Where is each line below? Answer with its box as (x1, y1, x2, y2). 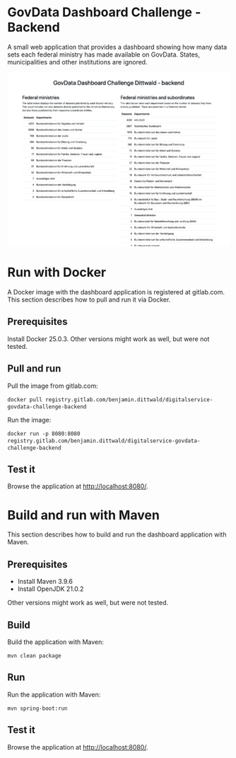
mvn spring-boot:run (7, 705, 69, 712)
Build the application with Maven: (7, 638, 105, 646)
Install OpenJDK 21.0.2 (17, 585, 84, 593)
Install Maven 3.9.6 (17, 578, 73, 586)
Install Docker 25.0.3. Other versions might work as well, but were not (7, 334, 210, 343)
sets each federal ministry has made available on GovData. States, (7, 50, 200, 59)
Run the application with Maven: (7, 690, 101, 699)
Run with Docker (7, 265, 107, 280)
